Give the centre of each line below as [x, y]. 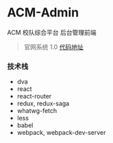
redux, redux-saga [43, 103]
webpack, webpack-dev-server [61, 133]
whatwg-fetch [37, 111]
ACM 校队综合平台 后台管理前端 [52, 32]
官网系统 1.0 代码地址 [53, 47]
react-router [34, 96]
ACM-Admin [43, 13]
